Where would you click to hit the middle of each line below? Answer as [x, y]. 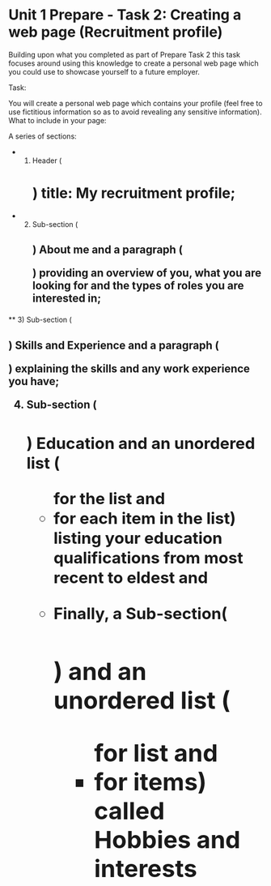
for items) [150, 782]
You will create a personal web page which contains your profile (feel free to [135, 103]
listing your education [138, 538]
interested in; [66, 299]
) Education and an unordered [141, 443]
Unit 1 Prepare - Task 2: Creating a [125, 15]
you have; [34, 381]
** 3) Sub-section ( [40, 320]
